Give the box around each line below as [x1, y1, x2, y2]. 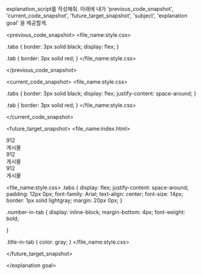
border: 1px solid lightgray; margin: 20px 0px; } [6, 197, 122, 204]
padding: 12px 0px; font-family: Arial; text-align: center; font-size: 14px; [6, 190, 184, 198]
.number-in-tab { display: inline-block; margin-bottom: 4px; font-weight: [6, 209, 186, 216]
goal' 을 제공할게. [6, 19, 48, 26]
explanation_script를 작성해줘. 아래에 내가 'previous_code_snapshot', [6, 5, 174, 12]
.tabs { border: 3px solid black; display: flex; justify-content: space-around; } [6, 90, 197, 97]
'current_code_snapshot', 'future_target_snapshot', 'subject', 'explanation [6, 12, 188, 19]
